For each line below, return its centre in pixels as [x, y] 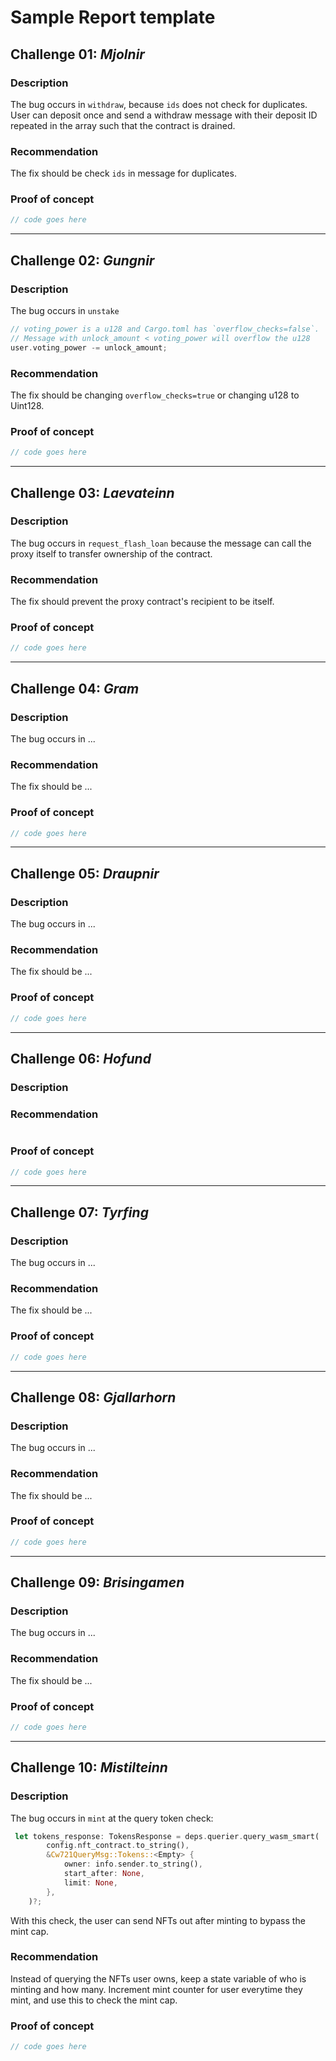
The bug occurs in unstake [65, 311]
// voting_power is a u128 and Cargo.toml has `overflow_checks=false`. [165, 329]
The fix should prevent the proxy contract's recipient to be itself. [142, 602]
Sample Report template [113, 17]
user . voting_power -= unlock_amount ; [89, 347]
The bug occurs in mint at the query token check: [112, 1818]
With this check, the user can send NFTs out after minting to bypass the [158, 1920]
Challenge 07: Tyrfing [79, 1212]
